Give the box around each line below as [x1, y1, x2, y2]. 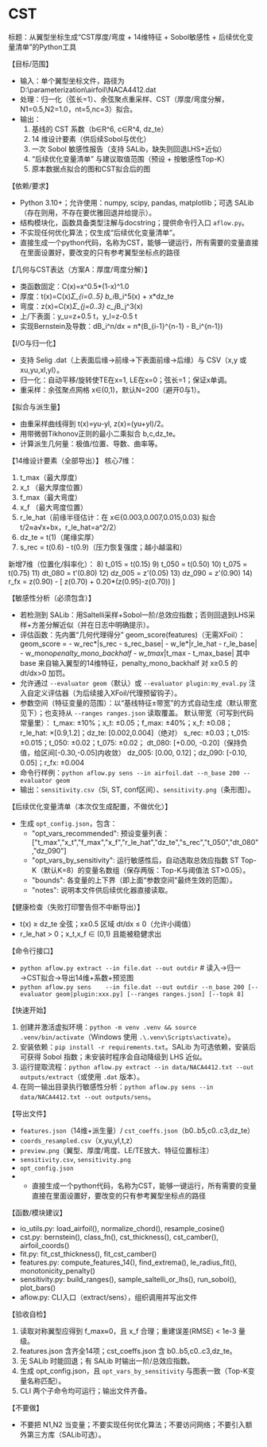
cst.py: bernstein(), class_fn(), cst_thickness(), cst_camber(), [19, 1232, 219, 1242]
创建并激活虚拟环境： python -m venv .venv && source [19, 1022, 197, 1031]
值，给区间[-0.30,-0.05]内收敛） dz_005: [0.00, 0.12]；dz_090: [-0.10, [19, 748, 247, 757]
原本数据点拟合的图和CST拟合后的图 [31, 164, 151, 174]
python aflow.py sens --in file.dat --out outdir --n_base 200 [19, 983, 245, 991]
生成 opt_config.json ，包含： [19, 818, 118, 828]
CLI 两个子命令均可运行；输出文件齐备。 [19, 1386, 152, 1395]
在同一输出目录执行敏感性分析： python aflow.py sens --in [19, 1081, 214, 1091]
